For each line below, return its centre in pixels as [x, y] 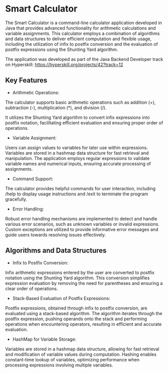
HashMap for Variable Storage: [44, 339]
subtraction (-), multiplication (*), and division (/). [56, 107]
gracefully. [16, 199]
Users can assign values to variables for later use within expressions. [76, 147]
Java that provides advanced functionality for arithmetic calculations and [81, 28]
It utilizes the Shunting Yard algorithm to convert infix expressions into [77, 117]
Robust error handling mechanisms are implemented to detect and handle [81, 218]
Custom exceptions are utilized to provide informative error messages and [82, 229]
